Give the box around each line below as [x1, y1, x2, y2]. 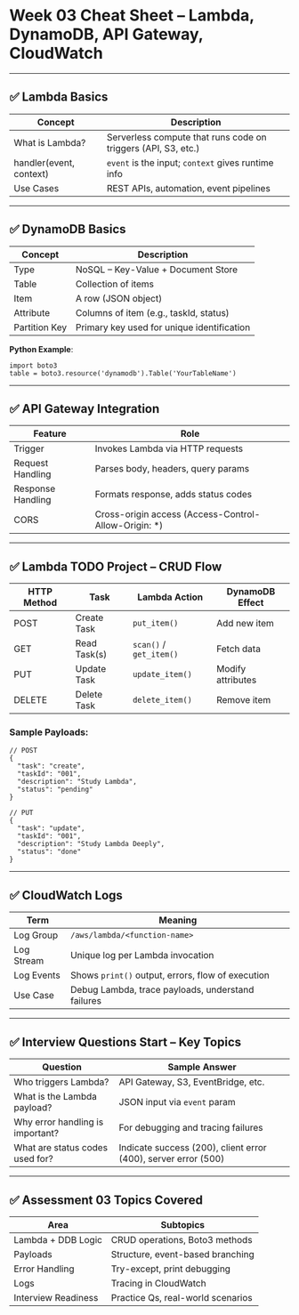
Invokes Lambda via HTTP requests [94, 442, 243, 455]
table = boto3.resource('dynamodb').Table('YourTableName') [9, 368, 238, 378]
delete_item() [132, 695, 193, 706]
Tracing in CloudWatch [110, 1277, 206, 1289]
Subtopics [160, 1218, 206, 1230]
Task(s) [75, 649, 108, 661]
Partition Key [13, 321, 68, 334]
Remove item [216, 694, 271, 706]
